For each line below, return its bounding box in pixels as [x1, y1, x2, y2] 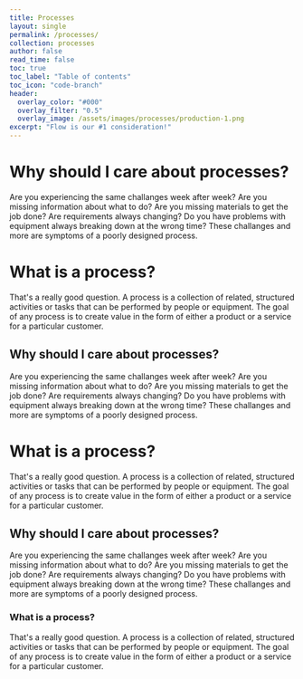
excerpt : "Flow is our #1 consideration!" [9, 123, 172, 132]
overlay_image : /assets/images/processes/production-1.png [17, 114, 245, 123]
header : [9, 89, 39, 98]
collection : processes [9, 38, 95, 48]
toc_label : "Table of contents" [9, 72, 131, 81]
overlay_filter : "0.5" [17, 106, 103, 115]
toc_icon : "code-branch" [9, 81, 103, 90]
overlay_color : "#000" [17, 97, 103, 107]
